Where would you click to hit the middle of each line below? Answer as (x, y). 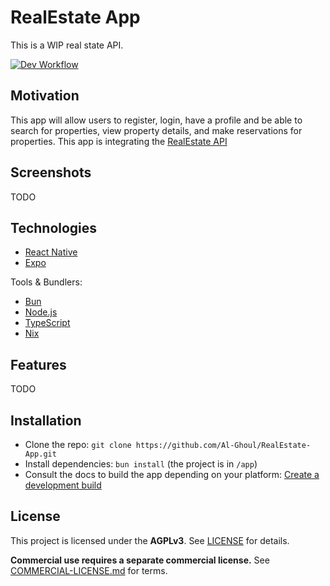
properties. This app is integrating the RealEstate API (119, 141)
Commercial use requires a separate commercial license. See (140, 560)
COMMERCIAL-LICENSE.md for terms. (89, 570)
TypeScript (47, 323)
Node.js (41, 312)
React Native (51, 252)
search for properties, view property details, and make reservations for (156, 130)
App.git (40, 454)
